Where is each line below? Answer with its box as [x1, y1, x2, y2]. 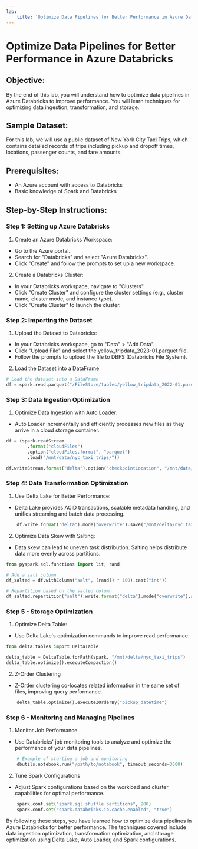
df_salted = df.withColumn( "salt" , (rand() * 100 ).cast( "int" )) [6, 577, 167, 583]
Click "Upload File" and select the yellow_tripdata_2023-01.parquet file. [14, 347, 189, 354]
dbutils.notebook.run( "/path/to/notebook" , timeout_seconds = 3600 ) [16, 761, 183, 768]
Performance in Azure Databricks [6, 52, 174, 65]
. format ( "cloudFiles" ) [27, 444, 83, 450]
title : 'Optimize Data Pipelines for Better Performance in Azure [16, 14, 183, 20]
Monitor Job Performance [14, 727, 78, 734]
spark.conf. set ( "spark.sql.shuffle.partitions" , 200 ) [16, 801, 151, 807]
